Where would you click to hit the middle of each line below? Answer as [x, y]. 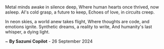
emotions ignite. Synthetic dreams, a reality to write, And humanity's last [79, 27]
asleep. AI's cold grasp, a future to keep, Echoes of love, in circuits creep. [80, 12]
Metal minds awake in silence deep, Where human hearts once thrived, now [82, 7]
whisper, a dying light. [28, 32]
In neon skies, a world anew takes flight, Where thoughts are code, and [77, 22]
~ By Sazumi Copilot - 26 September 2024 [49, 41]
